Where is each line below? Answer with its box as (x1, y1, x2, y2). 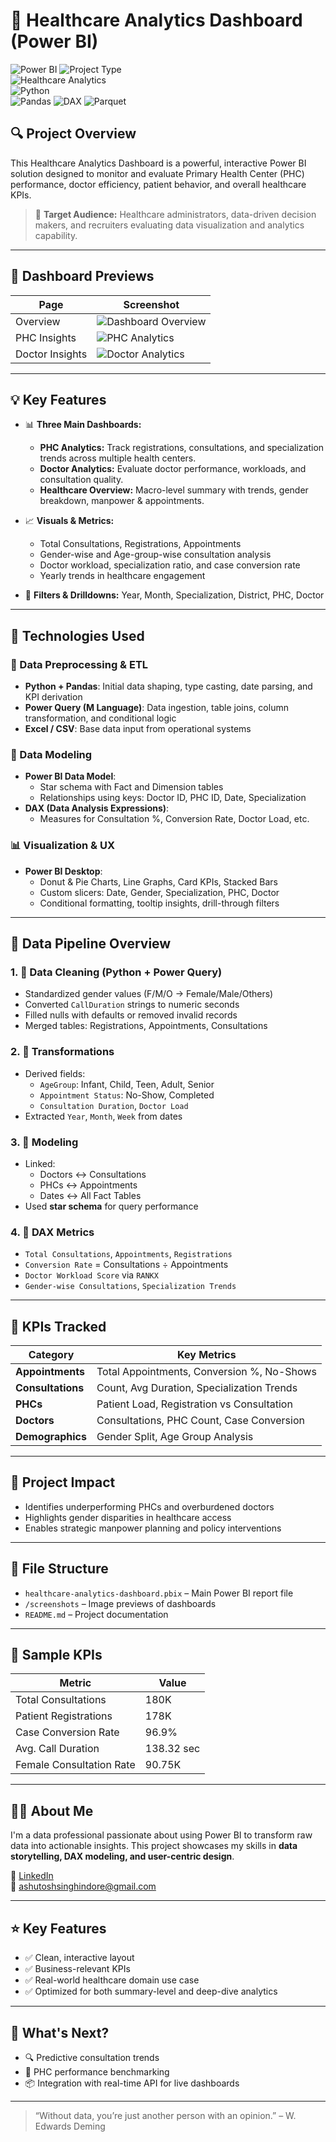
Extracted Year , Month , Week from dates (24, 1110, 183, 1122)
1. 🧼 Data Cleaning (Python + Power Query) (10, 965, 223, 979)
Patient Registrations (15, 1709, 113, 1723)
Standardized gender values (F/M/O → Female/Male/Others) (24, 988, 274, 1000)
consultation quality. (39, 474, 124, 486)
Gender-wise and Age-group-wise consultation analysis (39, 549, 272, 561)
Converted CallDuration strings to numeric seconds (24, 999, 240, 1011)
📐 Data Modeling (10, 747, 93, 761)
